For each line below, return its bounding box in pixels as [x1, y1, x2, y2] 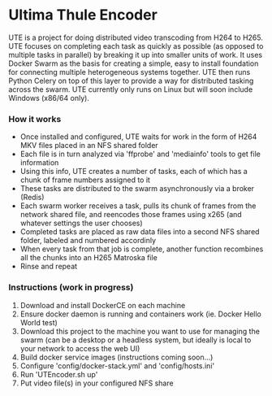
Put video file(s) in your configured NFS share [19, 378, 174, 388]
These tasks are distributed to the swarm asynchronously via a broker [19, 184, 254, 194]
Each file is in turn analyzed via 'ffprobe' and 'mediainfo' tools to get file [19, 149, 261, 159]
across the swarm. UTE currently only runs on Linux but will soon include [8, 84, 253, 94]
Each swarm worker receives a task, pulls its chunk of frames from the [19, 201, 257, 211]
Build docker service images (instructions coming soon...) [19, 352, 214, 362]
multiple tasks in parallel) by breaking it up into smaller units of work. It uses [8, 50, 262, 59]
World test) [19, 317, 58, 327]
